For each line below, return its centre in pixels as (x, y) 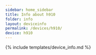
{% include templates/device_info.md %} (48, 47)
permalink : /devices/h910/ (34, 28)
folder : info (19, 19)
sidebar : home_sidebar (29, 10)
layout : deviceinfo (26, 24)
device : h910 (19, 33)
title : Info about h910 (30, 14)
